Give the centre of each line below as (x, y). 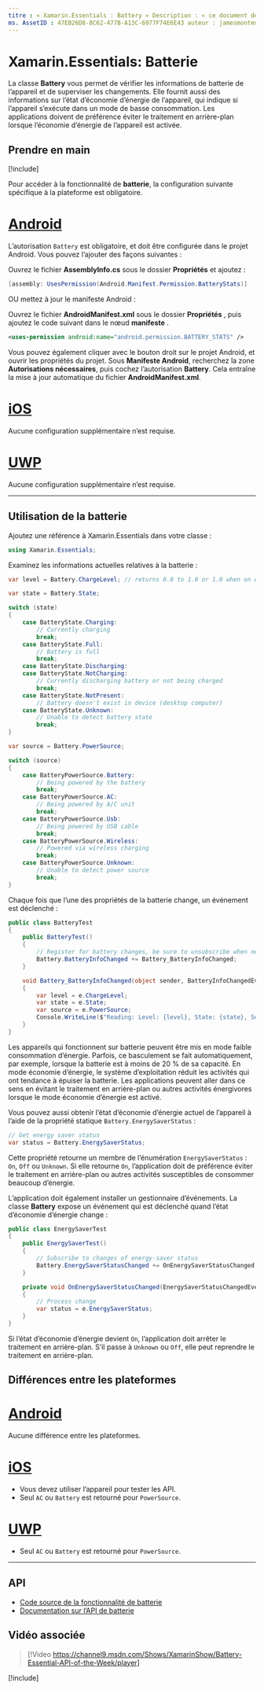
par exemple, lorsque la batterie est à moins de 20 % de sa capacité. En (125, 1064)
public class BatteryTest (50, 922)
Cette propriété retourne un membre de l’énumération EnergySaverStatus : (128, 1157)
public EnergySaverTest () (65, 1244)
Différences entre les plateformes (92, 1380)
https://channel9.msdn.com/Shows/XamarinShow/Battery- (147, 1654)
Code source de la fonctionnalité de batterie (91, 1602)
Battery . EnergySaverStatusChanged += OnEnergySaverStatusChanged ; (147, 1265)
